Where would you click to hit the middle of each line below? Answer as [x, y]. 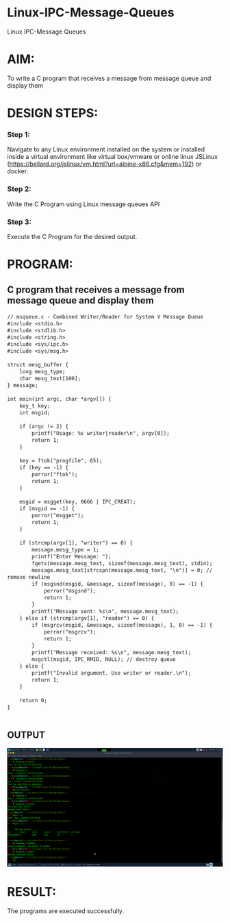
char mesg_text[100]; [50, 378]
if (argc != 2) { [44, 426]
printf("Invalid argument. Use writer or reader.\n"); [112, 673]
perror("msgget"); [58, 515]
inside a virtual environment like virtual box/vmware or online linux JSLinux [112, 157]
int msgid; [35, 412]
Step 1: [18, 134]
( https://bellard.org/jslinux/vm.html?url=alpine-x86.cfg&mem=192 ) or [104, 164]
